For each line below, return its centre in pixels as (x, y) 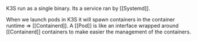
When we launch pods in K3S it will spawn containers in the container (91, 19)
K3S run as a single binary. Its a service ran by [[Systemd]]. (78, 8)
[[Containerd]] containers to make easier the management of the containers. (98, 32)
